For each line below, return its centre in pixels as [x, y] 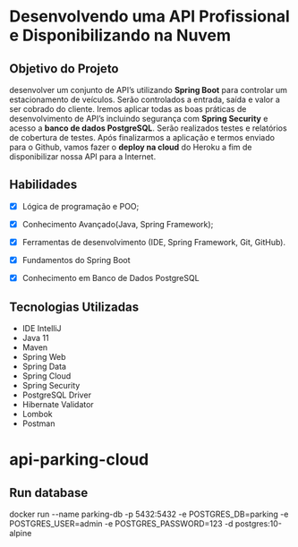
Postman [38, 423]
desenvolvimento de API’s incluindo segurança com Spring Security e [139, 119]
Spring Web [44, 356]
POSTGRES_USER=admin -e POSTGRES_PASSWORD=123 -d [121, 523]
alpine [21, 533]
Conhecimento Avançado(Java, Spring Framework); [118, 224]
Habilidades [43, 185]
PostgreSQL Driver [57, 395]
